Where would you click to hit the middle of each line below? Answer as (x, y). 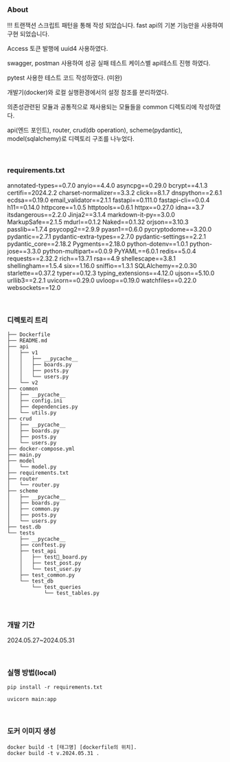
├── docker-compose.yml (41, 449)
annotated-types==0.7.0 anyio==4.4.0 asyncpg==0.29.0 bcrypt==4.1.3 (107, 185)
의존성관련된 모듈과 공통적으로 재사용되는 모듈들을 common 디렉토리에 (102, 107)
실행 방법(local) (32, 673)
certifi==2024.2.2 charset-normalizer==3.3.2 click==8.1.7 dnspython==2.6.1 (115, 192)
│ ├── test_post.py (50, 563)
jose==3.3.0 (24, 251)
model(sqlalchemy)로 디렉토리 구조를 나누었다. (71, 139)
